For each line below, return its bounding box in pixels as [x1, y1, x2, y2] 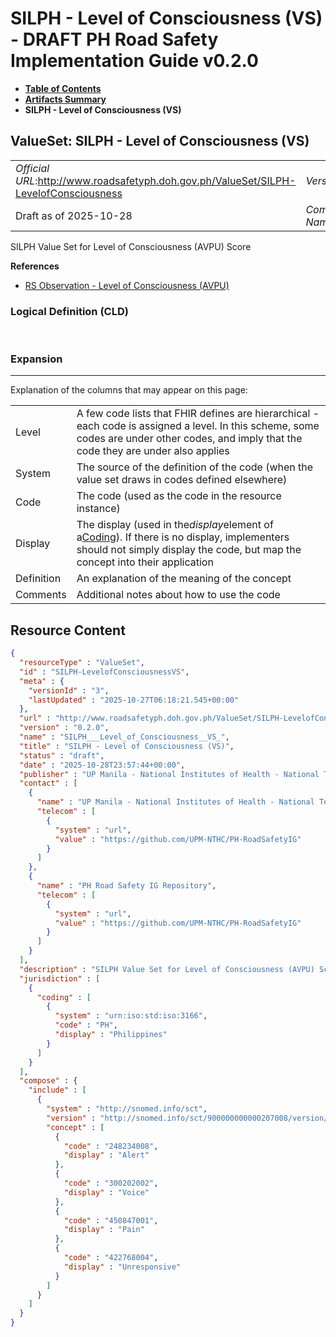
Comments [15, 588, 67, 602]
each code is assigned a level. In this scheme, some [76, 419, 320, 433]
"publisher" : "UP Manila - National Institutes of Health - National [19, 769, 320, 779]
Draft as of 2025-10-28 [15, 208, 133, 222]
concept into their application [76, 555, 214, 569]
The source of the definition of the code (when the [76, 460, 314, 474]
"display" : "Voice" [63, 1187, 150, 1197]
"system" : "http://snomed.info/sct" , [46, 1104, 208, 1114]
